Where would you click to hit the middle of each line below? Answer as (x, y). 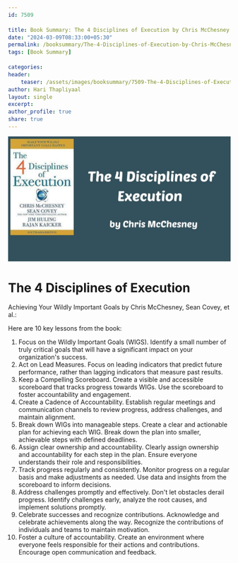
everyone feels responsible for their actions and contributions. (109, 545)
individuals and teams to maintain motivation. (84, 530)
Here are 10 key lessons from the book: (65, 328)
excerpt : (21, 105)
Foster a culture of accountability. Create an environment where (111, 538)
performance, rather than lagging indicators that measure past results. (120, 372)
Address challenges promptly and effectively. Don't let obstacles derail (121, 492)
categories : (25, 67)
